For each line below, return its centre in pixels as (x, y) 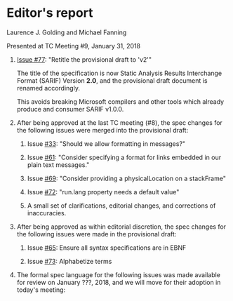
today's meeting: (41, 290)
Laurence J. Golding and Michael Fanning (67, 32)
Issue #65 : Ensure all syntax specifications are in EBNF (107, 248)
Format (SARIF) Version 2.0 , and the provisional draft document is (112, 80)
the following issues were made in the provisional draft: (96, 234)
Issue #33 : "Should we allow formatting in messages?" (106, 143)
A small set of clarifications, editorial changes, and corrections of (121, 206)
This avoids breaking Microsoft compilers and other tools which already (120, 101)
